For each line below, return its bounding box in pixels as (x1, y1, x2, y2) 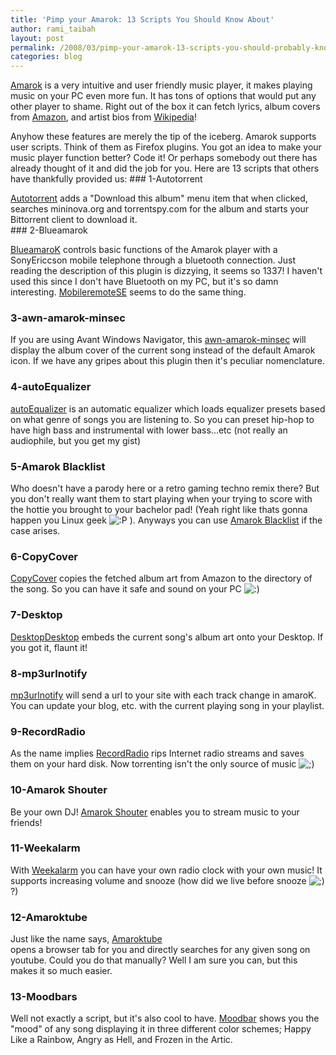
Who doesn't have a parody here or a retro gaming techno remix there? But (10, 482, 320, 495)
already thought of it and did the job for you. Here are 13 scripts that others (10, 162, 320, 175)
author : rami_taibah (10, 24, 97, 34)
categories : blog (10, 52, 83, 62)
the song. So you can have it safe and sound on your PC (10, 583, 242, 595)
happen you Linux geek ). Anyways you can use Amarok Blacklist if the (10, 514, 323, 526)
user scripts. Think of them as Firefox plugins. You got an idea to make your (10, 141, 322, 153)
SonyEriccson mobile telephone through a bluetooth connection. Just (10, 254, 297, 266)
